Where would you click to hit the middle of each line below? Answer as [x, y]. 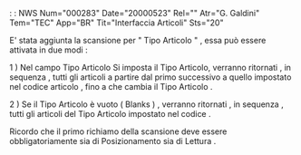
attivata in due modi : [49, 50]
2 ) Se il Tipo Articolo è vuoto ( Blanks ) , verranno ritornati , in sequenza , [146, 104]
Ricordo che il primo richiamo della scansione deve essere [118, 131]
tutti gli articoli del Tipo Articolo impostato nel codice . [110, 114]
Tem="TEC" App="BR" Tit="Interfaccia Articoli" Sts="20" [117, 23]
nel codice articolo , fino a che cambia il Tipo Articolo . [111, 87]
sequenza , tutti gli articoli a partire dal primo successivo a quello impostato [150, 77]
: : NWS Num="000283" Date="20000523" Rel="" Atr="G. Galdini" [135, 13]
